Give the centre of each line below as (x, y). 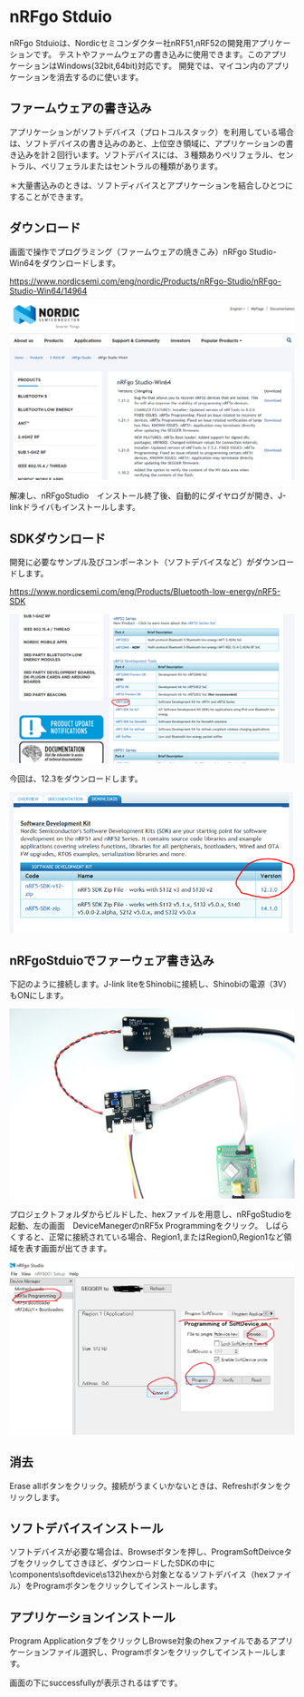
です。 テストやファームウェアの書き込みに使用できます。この (148, 54)
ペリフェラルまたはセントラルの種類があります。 (132, 166)
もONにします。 (39, 996)
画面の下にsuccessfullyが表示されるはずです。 (96, 1683)
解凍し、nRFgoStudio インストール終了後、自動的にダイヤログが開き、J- (148, 495)
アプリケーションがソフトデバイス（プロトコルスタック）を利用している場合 (152, 132)
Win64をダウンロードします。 (65, 263)
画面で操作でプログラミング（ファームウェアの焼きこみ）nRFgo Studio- (143, 251)
